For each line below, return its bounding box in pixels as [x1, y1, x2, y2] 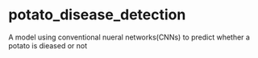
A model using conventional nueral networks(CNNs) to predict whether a [8, 32, 250, 42]
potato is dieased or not [8, 40, 88, 50]
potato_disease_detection [8, 6, 186, 24]
